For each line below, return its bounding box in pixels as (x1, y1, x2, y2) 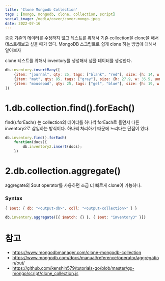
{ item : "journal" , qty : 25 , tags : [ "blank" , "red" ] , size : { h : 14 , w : (14, 72, 162, 77)
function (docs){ (14, 140, 48, 145)
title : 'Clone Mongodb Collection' (5, 7, 78, 12)
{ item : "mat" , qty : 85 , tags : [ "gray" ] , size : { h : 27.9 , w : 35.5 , (14, 77, 153, 82)
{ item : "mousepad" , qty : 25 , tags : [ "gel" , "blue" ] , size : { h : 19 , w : (14, 81, 162, 86)
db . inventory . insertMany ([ (5, 67, 60, 73)
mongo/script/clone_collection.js (12, 270, 79, 276)
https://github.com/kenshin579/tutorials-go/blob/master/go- (12, 265, 135, 271)
